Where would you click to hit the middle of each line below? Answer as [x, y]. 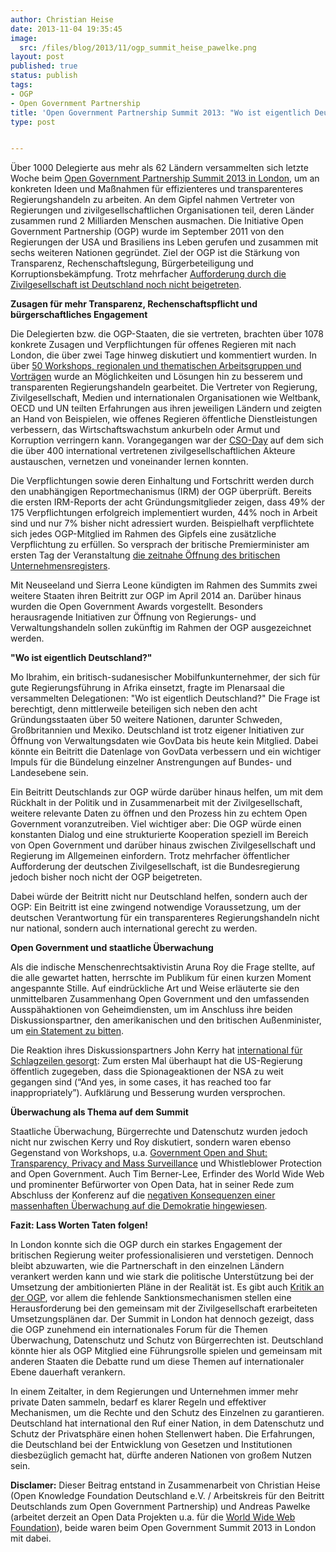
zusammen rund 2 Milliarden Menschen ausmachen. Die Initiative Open [157, 221]
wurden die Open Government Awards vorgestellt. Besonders [136, 607]
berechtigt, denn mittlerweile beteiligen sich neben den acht [134, 709]
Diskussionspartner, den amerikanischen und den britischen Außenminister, [166, 1020]
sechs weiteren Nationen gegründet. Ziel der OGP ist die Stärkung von [155, 253]
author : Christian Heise [62, 19]
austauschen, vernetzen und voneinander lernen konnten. [129, 462]
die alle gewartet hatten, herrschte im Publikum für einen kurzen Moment [161, 978]
